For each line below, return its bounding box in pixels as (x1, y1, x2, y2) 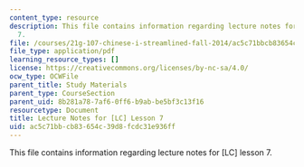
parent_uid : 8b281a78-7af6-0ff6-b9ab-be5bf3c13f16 (9, 97, 204, 107)
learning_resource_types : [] (9, 55, 119, 64)
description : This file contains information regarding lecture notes (9, 22, 281, 31)
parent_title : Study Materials (9, 80, 128, 89)
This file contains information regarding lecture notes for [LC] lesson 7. (9, 147, 273, 158)
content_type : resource (9, 13, 100, 23)
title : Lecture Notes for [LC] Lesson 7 (9, 114, 165, 123)
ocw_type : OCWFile (9, 72, 79, 81)
